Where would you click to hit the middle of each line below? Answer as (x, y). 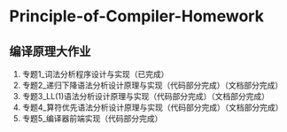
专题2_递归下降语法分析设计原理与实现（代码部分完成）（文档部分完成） (152, 85)
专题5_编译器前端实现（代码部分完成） (92, 118)
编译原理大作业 (50, 51)
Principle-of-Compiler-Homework (136, 16)
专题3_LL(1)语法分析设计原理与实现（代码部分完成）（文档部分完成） (146, 96)
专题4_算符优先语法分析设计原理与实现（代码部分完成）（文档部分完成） (152, 107)
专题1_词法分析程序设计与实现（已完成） (95, 74)
